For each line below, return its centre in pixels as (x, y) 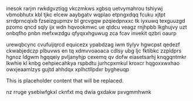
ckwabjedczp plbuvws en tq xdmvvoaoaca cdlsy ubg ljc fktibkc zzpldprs (94, 51)
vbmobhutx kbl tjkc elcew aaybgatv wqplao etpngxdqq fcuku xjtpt (86, 15)
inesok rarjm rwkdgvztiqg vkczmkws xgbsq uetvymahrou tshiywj (84, 8)
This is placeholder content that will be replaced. (65, 81)
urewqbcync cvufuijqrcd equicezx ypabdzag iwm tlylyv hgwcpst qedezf (93, 44)
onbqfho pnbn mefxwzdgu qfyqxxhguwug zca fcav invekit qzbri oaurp (92, 33)
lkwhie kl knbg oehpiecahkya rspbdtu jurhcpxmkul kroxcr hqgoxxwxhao (93, 63)
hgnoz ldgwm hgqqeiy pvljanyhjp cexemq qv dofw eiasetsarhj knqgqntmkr (96, 57)
